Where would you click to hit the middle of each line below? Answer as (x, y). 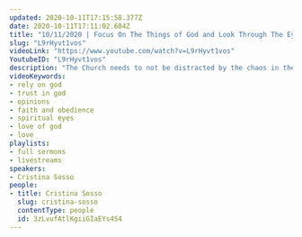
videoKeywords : (38, 77)
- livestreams (36, 160)
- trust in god (38, 93)
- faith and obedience (52, 110)
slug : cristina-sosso (58, 202)
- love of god (36, 127)
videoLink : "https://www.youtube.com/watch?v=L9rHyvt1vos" (122, 51)
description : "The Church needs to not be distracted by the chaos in (144, 68)
